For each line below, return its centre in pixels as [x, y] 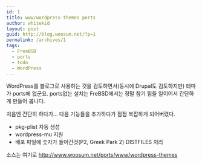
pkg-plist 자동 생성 [37, 127]
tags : [13, 46]
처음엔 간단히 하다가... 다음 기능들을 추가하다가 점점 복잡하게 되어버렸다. [91, 114]
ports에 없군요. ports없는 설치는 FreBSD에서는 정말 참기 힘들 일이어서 [95, 94]
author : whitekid [28, 23]
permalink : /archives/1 [36, 40]
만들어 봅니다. [29, 101]
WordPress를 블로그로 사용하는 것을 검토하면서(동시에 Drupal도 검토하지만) [96, 86]
